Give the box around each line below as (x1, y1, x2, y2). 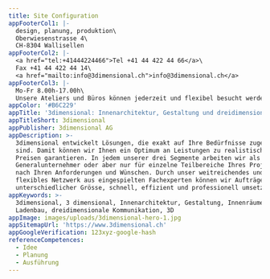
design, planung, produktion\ (15, 27, 117, 35)
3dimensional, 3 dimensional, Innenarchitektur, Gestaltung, (15, 199, 225, 207)
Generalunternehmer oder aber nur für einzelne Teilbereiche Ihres (15, 162, 247, 170)
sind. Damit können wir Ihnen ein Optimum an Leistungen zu (15, 146, 221, 154)
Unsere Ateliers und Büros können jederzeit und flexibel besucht (15, 94, 243, 102)
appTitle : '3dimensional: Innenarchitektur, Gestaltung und (8, 109, 215, 117)
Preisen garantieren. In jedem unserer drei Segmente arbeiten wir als (15, 154, 261, 162)
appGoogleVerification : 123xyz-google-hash (8, 228, 157, 237)
